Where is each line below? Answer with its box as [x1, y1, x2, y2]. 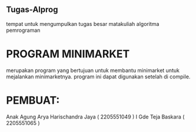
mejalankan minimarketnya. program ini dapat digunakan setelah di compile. [6, 73, 191, 80]
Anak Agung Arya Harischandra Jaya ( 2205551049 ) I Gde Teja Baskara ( [6, 113, 185, 120]
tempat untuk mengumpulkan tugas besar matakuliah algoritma [6, 20, 160, 27]
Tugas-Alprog [6, 5, 58, 15]
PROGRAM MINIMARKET [6, 47, 130, 61]
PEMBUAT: [6, 94, 60, 107]
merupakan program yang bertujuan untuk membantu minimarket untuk [6, 67, 180, 74]
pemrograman [6, 27, 41, 34]
